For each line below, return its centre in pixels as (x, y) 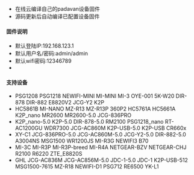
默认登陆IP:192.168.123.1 (44, 46)
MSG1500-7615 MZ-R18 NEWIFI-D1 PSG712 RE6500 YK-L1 (87, 167)
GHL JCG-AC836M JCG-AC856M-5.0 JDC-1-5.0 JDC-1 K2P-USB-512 (102, 160)
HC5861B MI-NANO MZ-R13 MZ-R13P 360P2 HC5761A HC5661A (95, 109)
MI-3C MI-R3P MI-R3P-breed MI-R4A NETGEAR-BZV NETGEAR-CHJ (101, 147)
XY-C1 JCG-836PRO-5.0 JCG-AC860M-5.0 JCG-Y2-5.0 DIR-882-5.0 (101, 135)
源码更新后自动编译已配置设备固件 (57, 16)
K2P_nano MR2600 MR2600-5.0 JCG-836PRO (73, 115)
